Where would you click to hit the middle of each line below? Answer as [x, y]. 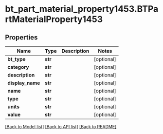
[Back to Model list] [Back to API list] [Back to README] [61, 127]
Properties [21, 37]
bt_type [17, 59]
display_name [24, 83]
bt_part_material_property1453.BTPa [82, 9]
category [18, 67]
